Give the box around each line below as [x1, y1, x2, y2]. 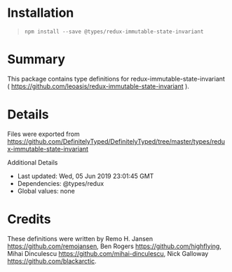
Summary [7, 51, 65, 67]
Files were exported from [7, 130, 80, 138]
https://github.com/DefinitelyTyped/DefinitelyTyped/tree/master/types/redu [7, 137, 226, 145]
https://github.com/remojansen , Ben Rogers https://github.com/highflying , [7, 242, 222, 250]
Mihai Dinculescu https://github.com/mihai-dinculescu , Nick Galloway [7, 249, 209, 257]
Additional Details [7, 158, 58, 166]
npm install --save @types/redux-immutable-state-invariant [24, 28, 204, 35]
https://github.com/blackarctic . [7, 257, 97, 265]
